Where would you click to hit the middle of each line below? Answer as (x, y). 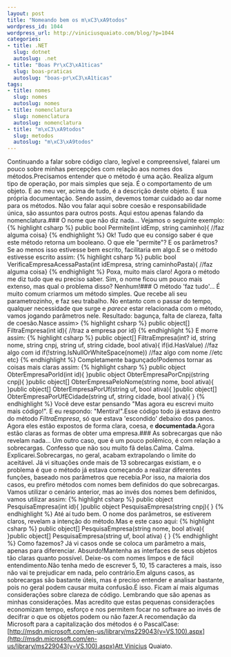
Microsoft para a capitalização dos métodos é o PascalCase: (93, 624)
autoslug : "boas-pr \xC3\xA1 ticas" (63, 78)
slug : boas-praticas (43, 71)
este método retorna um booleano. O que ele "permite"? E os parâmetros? (113, 242)
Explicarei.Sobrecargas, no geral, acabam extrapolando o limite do (102, 455)
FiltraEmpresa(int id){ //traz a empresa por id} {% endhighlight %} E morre (113, 331)
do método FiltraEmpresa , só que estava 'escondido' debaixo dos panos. (111, 419)
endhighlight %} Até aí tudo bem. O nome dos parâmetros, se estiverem (109, 514)
